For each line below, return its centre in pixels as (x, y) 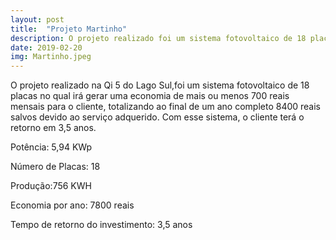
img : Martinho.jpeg (51, 57)
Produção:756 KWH (51, 186)
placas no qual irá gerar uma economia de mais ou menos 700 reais (150, 96)
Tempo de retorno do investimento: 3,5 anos (101, 225)
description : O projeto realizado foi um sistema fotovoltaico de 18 (158, 38)
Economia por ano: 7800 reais (72, 205)
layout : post (37, 19)
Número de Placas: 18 (55, 167)
